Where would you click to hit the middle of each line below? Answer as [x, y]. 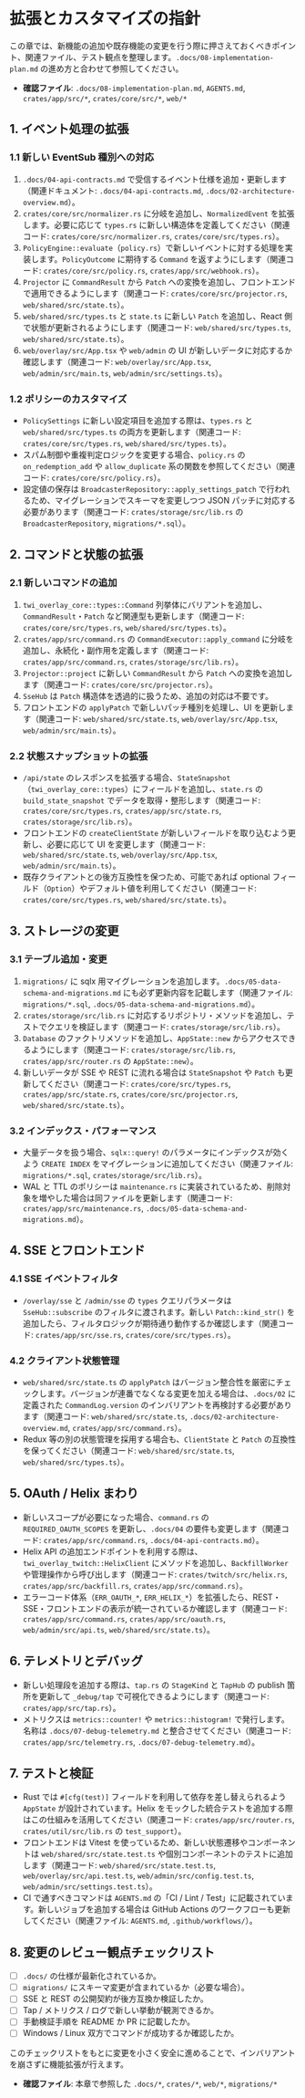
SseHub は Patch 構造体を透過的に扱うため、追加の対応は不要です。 [147, 695]
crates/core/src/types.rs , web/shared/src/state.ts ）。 [127, 899]
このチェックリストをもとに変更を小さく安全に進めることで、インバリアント [152, 2052]
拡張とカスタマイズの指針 [105, 19]
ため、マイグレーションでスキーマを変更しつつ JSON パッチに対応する [163, 500]
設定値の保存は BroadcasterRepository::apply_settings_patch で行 [148, 488]
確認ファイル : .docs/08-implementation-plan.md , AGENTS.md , [134, 88]
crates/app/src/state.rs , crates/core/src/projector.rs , [130, 1094]
